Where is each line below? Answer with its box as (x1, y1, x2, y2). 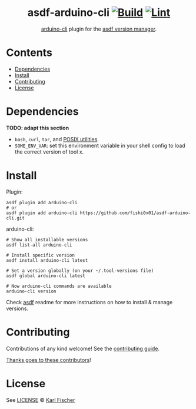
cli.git (6, 215, 25, 221)
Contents (6, 46, 53, 59)
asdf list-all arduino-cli (6, 242, 72, 248)
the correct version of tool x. (14, 148, 84, 155)
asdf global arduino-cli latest (6, 272, 85, 279)
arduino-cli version (6, 288, 57, 294)
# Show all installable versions (6, 237, 88, 242)
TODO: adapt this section (6, 124, 69, 131)
